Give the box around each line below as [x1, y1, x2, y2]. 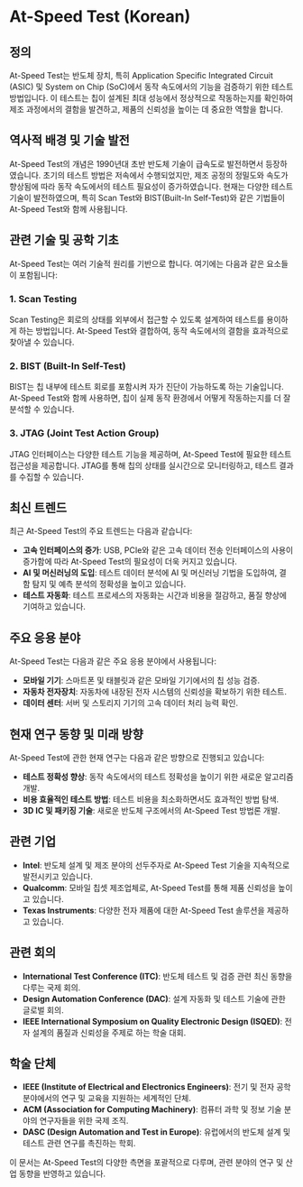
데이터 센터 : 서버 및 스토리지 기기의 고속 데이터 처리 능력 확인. [22, 697, 239, 709]
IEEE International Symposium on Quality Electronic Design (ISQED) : [22, 1016, 283, 1026]
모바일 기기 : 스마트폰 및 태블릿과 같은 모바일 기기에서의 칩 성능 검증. [22, 675, 261, 686]
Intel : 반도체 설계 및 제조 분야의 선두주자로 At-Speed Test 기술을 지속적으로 [22, 860, 290, 870]
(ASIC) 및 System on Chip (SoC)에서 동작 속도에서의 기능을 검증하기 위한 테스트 [9, 81, 294, 92]
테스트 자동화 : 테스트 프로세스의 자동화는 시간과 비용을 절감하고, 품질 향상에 [22, 590, 287, 601]
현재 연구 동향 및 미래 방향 [9, 726, 144, 741]
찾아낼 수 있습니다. [9, 336, 75, 347]
